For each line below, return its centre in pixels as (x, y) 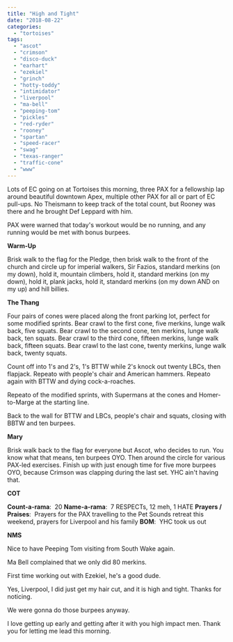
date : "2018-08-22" (35, 20)
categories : (24, 26)
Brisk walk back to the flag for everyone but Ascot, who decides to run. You (115, 450)
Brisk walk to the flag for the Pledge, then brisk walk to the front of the (108, 259)
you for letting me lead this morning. (59, 631)
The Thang (23, 302)
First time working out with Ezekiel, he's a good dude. (84, 575)
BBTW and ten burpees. (41, 423)
